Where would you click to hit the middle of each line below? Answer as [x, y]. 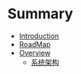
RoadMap [35, 44]
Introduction [39, 36]
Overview [35, 53]
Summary [40, 14]
